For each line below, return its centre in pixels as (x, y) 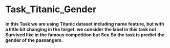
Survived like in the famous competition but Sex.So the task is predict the (85, 35)
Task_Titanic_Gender (51, 9)
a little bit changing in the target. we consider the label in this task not (81, 29)
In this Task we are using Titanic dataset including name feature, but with (85, 23)
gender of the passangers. (34, 40)
